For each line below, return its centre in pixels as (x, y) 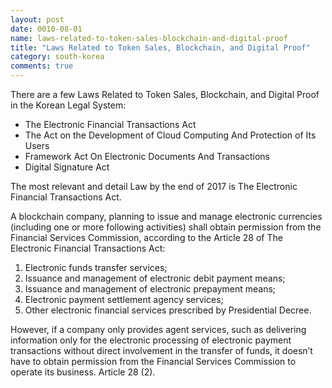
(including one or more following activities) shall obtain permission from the (166, 227)
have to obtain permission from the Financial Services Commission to (153, 361)
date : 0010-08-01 (46, 29)
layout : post (37, 19)
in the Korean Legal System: (68, 105)
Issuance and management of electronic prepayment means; (150, 289)
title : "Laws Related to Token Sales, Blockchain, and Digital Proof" (160, 47)
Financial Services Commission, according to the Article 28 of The (146, 237)
